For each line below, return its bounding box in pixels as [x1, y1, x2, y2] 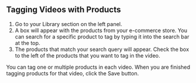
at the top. [14, 39, 41, 46]
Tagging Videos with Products [6, 5, 121, 15]
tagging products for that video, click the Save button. [6, 69, 139, 76]
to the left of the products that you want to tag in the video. [14, 52, 160, 59]
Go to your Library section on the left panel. [14, 20, 122, 27]
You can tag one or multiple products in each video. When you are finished [6, 63, 191, 71]
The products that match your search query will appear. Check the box [14, 46, 189, 53]
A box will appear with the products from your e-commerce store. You [14, 27, 188, 34]
